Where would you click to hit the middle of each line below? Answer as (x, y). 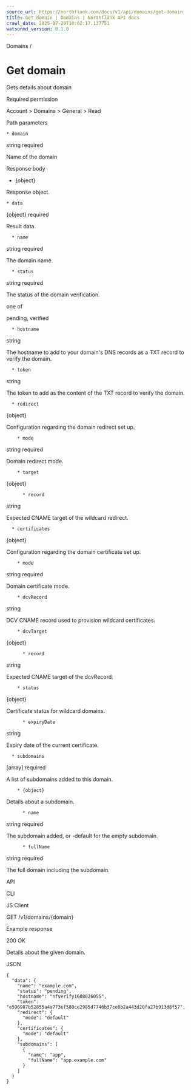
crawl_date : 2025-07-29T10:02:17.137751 (58, 23)
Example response (29, 929)
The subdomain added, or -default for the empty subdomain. (82, 836)
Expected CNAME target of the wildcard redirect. (67, 518)
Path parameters (27, 123)
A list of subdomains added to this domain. (60, 779)
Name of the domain (32, 157)
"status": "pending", (44, 991)
